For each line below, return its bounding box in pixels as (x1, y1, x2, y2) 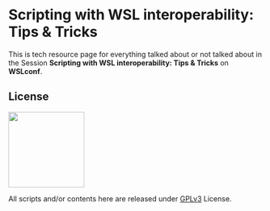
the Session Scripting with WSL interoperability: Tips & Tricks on (8, 58, 229, 68)
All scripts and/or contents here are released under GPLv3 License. (8, 193, 232, 203)
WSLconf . (8, 66, 43, 76)
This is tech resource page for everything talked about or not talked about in (8, 49, 263, 59)
